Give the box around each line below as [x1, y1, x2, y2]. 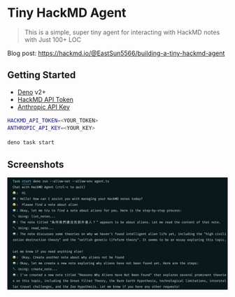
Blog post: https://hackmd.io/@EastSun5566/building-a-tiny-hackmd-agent [7, 49, 225, 57]
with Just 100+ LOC [24, 35, 82, 43]
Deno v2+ [17, 87, 47, 96]
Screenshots [7, 159, 64, 171]
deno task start [7, 139, 55, 146]
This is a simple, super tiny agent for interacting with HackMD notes [24, 28, 220, 36]
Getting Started [7, 69, 76, 81]
